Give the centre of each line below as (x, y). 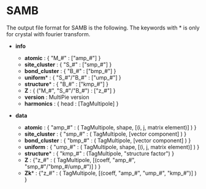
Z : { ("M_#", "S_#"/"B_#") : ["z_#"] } (70, 90)
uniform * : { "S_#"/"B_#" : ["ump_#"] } (73, 77)
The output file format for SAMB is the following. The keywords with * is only (103, 28)
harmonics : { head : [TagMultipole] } (71, 103)
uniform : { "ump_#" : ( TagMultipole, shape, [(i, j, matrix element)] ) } (112, 147)
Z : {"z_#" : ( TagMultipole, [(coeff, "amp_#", (80, 160)
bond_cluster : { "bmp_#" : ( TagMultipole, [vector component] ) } (108, 140)
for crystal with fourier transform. (48, 34)
